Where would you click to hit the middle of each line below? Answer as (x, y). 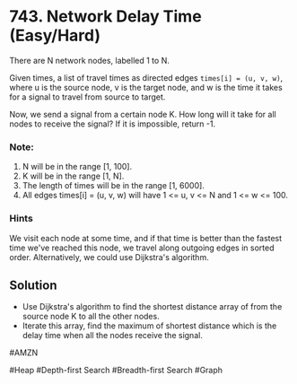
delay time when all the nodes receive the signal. (113, 336)
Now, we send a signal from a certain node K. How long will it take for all (143, 114)
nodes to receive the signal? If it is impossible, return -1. (113, 124)
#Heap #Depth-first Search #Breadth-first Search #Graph (116, 371)
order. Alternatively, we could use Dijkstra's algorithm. (109, 257)
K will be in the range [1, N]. (73, 176)
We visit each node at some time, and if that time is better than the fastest (146, 238)
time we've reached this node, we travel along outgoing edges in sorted (142, 248)
